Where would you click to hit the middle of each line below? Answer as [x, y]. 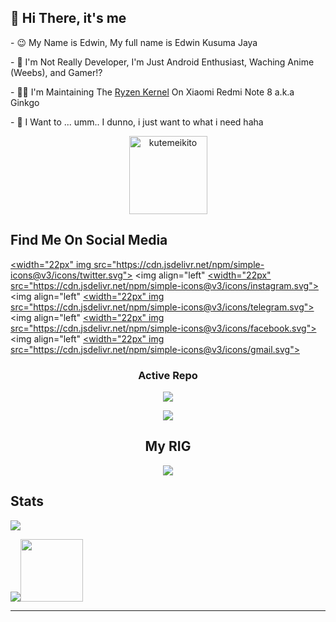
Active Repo [168, 375]
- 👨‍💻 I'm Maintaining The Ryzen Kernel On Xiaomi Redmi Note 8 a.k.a [152, 92]
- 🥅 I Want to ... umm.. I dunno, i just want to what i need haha [137, 122]
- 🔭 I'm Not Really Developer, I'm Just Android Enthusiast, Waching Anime [162, 62]
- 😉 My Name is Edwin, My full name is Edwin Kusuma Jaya [134, 42]
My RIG [168, 446]
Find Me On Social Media [89, 240]
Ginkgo [25, 102]
